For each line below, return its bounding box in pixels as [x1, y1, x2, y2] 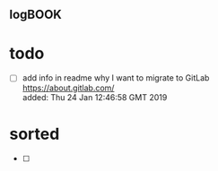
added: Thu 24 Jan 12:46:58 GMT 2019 [22, 92, 168, 103]
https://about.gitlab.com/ [22, 82, 115, 93]
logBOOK [9, 7, 63, 22]
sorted [9, 124, 60, 144]
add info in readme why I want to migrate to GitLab [22, 73, 210, 83]
